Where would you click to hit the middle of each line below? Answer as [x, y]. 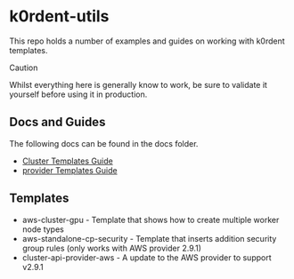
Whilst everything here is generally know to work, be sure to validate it [138, 84]
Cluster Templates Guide [67, 161]
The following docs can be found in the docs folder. [104, 143]
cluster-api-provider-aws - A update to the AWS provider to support [147, 257]
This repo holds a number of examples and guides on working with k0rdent [147, 41]
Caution [24, 68]
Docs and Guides [57, 122]
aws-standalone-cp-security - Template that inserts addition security [149, 238]
